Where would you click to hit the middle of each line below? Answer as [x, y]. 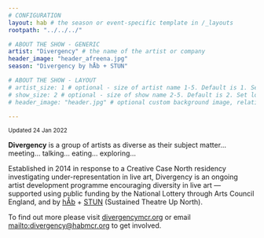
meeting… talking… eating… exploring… [72, 153]
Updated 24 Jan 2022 [38, 130]
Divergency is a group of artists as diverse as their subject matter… [117, 145]
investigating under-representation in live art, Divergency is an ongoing [123, 177]
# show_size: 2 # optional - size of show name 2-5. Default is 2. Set [128, 95]
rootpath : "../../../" [45, 30]
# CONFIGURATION [35, 15]
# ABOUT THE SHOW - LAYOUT [52, 80]
